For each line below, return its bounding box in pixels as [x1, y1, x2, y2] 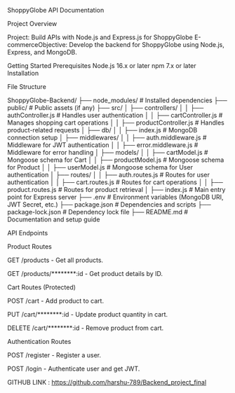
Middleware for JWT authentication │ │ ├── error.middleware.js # [7, 141, 199, 149]
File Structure [7, 83, 47, 90]
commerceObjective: [7, 41, 68, 48]
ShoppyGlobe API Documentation [7, 6, 105, 14]
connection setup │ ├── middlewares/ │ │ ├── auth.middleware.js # [7, 133, 207, 142]
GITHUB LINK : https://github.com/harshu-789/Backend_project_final [7, 378, 207, 386]
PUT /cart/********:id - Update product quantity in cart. [7, 310, 168, 318]
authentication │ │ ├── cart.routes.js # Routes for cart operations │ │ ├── [7, 178, 223, 186]
